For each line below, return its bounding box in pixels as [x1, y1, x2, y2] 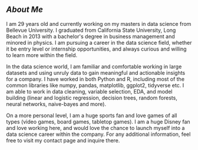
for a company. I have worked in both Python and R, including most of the [6, 75, 184, 82]
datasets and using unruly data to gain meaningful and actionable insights [6, 69, 186, 76]
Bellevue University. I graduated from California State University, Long [6, 26, 176, 34]
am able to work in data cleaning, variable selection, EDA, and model [6, 88, 173, 95]
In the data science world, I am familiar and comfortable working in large [6, 63, 182, 70]
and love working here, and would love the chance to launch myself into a [6, 124, 185, 131]
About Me [6, 5, 43, 15]
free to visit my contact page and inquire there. [6, 136, 120, 144]
